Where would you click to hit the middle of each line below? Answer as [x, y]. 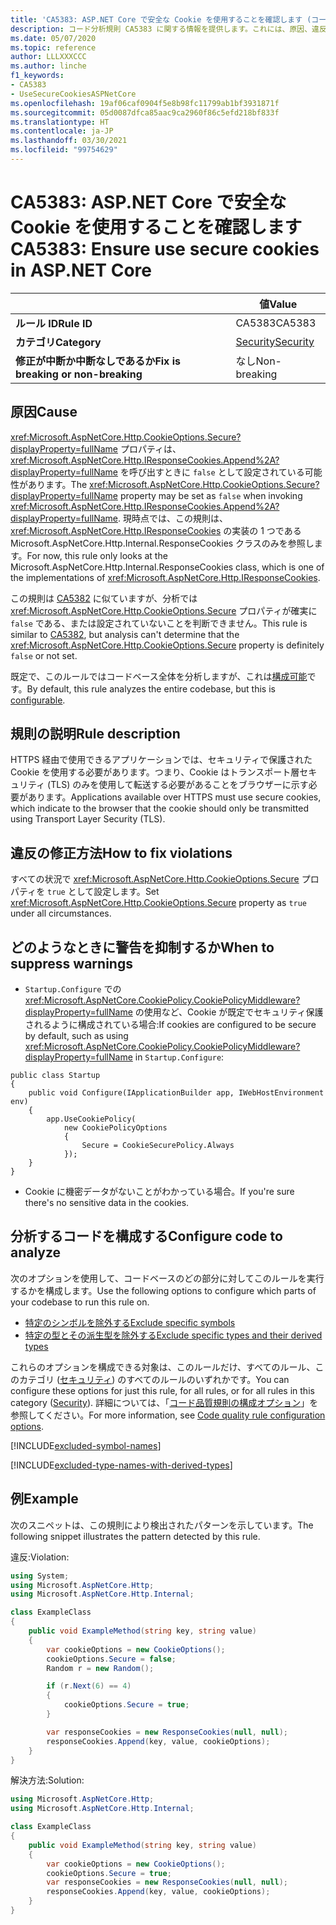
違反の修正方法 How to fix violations [121, 852]
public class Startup [55, 1076]
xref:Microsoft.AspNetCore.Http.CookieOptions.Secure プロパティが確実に [164, 610]
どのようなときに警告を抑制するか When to [142, 947]
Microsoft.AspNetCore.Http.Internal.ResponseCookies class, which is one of [167, 567]
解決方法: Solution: [47, 1780]
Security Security [275, 341]
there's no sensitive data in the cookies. [107, 1203]
